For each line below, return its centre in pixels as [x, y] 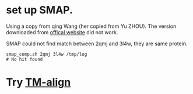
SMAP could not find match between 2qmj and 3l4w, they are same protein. [97, 44]
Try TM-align [38, 82]
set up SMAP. [39, 10]
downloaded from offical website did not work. [62, 32]
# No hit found [24, 59]
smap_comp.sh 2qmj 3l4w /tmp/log [47, 54]
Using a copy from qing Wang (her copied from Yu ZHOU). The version [91, 26]
